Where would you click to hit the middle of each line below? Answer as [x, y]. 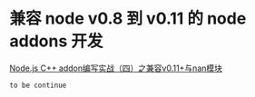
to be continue [38, 85]
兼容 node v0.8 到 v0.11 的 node [128, 19]
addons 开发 [56, 41]
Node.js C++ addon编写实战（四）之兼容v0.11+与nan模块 [116, 68]
